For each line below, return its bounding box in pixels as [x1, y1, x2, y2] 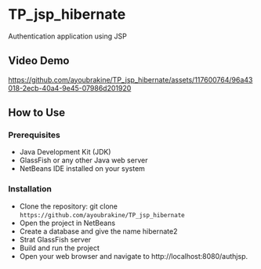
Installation [8, 184, 53, 194]
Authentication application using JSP [8, 31, 127, 41]
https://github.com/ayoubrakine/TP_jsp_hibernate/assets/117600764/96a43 [8, 75, 253, 84]
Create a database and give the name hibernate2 [19, 226, 178, 236]
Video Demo [8, 54, 70, 67]
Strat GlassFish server [19, 234, 92, 244]
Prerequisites [8, 129, 60, 140]
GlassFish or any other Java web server [19, 155, 148, 165]
